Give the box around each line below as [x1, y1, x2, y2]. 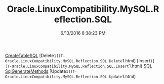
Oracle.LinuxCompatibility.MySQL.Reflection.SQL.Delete [5, 58, 123, 63]
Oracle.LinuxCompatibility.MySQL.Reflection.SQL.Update [5, 74, 123, 79]
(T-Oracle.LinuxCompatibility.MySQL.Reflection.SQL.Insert [5, 64, 129, 69]
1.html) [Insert [122, 57, 151, 63]
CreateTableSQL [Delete [5, 53, 54, 58]
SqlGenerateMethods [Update [5, 68, 66, 74]
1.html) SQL [128, 63, 152, 69]
